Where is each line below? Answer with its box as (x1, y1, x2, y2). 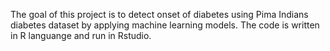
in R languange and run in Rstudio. (10, 30, 152, 41)
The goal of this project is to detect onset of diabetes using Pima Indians (10, 9, 309, 20)
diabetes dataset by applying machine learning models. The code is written (10, 19, 320, 31)
